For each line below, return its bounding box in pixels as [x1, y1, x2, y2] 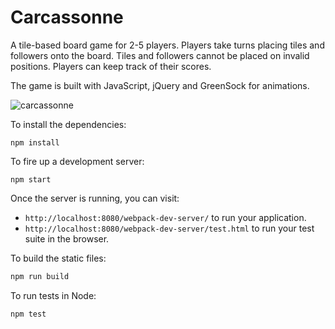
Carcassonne [10, 6, 124, 29]
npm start [10, 174, 52, 185]
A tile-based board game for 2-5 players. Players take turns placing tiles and [10, 39, 325, 51]
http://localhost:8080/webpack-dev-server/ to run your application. [24, 211, 307, 223]
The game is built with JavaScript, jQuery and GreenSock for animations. [10, 79, 310, 91]
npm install [10, 137, 60, 148]
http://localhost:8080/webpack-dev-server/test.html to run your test [24, 222, 315, 234]
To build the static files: [10, 252, 107, 264]
